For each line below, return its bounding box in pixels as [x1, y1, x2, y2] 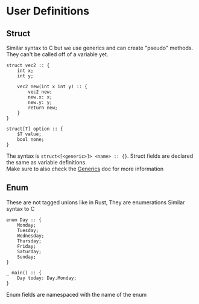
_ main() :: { [6, 270, 42, 276]
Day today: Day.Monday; [17, 275, 77, 281]
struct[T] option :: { [6, 126, 63, 132]
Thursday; [17, 238, 42, 244]
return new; [28, 105, 58, 111]
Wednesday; [17, 233, 45, 239]
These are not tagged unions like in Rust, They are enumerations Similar [6, 198, 185, 206]
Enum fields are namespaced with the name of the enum [6, 291, 147, 298]
